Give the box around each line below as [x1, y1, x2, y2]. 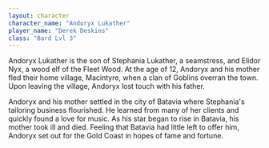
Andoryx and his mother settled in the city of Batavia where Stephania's [8, 97, 246, 106]
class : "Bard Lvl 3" [8, 34, 78, 42]
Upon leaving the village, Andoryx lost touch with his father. [8, 82, 206, 91]
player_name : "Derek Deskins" [8, 26, 110, 34]
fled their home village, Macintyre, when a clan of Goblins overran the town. [8, 73, 259, 82]
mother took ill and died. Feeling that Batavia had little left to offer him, [8, 122, 240, 132]
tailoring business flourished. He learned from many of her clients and [8, 106, 239, 115]
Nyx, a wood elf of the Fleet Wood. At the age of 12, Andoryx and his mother [8, 65, 260, 74]
